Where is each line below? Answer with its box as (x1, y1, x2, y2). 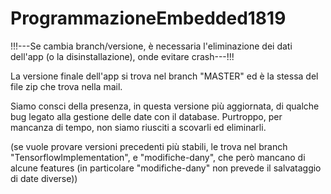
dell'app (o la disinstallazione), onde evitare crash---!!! (10, 50, 235, 62)
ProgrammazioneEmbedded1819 (10, 7, 287, 30)
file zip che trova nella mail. (10, 80, 123, 92)
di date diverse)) (10, 172, 78, 184)
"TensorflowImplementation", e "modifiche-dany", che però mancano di (10, 151, 306, 163)
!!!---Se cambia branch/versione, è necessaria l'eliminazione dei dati (10, 40, 293, 52)
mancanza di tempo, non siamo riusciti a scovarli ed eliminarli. (10, 121, 267, 133)
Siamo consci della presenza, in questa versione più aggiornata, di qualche (10, 100, 320, 112)
